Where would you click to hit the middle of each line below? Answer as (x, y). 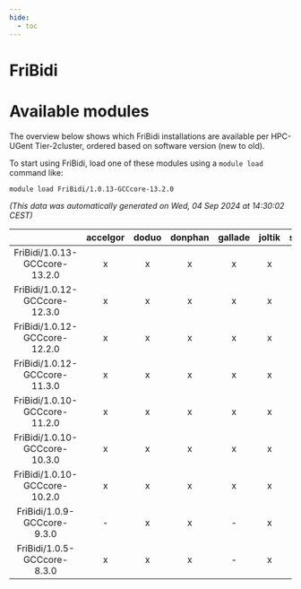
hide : (19, 17)
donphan (189, 237)
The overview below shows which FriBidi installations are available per (139, 136)
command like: (36, 172)
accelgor (106, 237)
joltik (269, 237)
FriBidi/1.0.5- (46, 548)
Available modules (79, 111)
